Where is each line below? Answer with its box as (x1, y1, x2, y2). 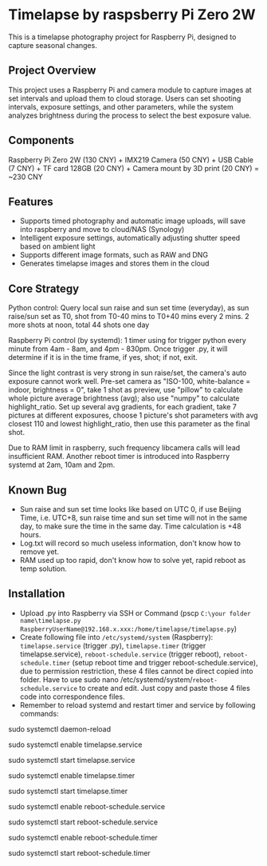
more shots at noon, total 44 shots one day (8, 320, 150, 329)
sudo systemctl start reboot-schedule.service (8, 817, 158, 827)
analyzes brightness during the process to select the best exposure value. (8, 110, 252, 120)
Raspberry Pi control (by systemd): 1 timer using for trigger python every (8, 336, 247, 345)
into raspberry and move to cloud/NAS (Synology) (19, 225, 185, 234)
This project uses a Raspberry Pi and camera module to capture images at (8, 85, 253, 94)
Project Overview (8, 64, 96, 78)
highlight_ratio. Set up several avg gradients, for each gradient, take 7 (8, 402, 238, 412)
